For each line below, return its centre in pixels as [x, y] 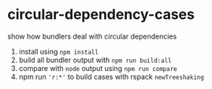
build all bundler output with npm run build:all [95, 60]
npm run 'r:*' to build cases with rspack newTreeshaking [111, 76]
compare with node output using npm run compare [98, 68]
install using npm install [59, 51]
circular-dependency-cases [101, 15]
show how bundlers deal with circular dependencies [92, 36]
